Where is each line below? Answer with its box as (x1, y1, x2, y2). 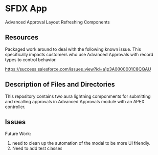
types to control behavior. (5, 57, 57, 63)
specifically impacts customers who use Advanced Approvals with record (5, 51, 154, 57)
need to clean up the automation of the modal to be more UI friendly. (12, 140, 151, 146)
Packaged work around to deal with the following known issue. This (5, 46, 141, 52)
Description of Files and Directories (5, 80, 115, 89)
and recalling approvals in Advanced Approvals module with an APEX (5, 98, 145, 104)
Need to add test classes (12, 145, 63, 152)
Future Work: (5, 131, 31, 137)
